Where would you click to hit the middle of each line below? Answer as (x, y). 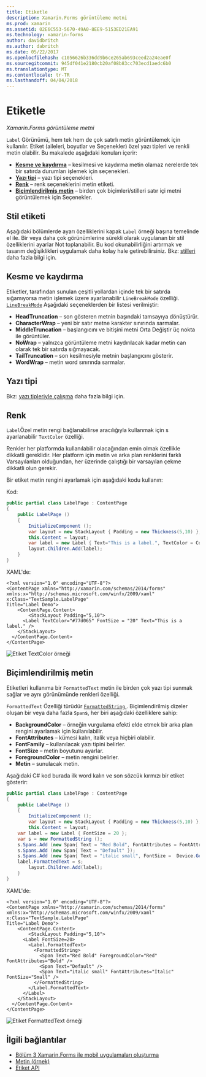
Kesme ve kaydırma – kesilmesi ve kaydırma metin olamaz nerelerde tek (107, 165)
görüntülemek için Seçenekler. (54, 198)
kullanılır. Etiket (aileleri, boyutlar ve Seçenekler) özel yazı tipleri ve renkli (98, 146)
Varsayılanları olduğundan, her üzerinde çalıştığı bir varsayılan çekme (94, 461)
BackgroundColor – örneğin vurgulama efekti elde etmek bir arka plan (104, 724)
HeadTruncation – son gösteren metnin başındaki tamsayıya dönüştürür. (107, 316)
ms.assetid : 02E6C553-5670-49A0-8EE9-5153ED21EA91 (72, 29)
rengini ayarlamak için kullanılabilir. (59, 731)
